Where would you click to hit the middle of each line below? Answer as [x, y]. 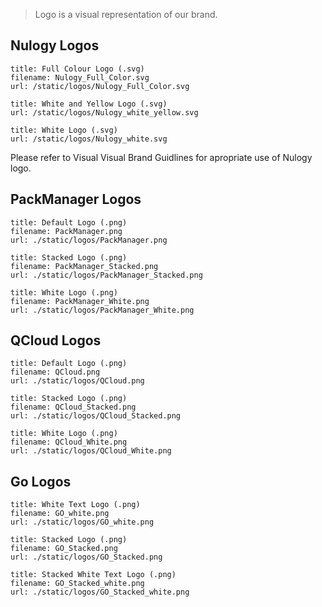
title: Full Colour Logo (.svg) [77, 69]
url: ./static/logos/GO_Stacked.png [86, 557]
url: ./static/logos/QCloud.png [77, 381]
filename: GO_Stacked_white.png [77, 584]
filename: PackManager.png [66, 231]
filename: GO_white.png [60, 514]
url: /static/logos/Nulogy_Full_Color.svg [100, 86]
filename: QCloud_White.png [69, 442]
